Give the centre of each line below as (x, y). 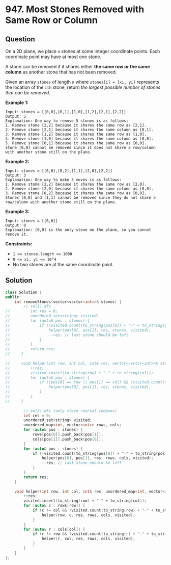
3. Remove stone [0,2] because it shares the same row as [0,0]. (76, 193)
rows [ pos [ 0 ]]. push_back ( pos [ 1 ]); (68, 434)
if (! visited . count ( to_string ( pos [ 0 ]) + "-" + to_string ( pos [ (100, 453)
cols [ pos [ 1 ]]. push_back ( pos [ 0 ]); (68, 439)
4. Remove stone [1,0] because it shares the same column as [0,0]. (79, 139)
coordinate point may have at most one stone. (53, 57)
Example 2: (17, 161)
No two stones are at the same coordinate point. (63, 264)
